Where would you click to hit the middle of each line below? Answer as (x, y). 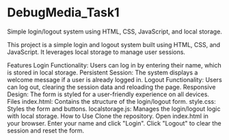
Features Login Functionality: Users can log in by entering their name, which (114, 65)
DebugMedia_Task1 (63, 13)
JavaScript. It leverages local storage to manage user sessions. (96, 52)
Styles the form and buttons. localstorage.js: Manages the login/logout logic (114, 109)
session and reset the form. (46, 130)
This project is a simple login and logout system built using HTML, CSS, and (114, 44)
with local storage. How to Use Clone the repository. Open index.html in (108, 116)
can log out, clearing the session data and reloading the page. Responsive (111, 87)
